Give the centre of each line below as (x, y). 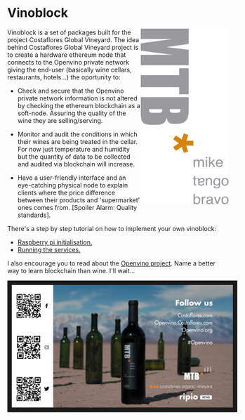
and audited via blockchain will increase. (76, 164)
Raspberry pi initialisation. (55, 242)
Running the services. (49, 249)
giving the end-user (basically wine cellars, (69, 70)
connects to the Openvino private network (68, 62)
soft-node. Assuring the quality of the (72, 113)
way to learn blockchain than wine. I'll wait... (71, 270)
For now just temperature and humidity (73, 149)
